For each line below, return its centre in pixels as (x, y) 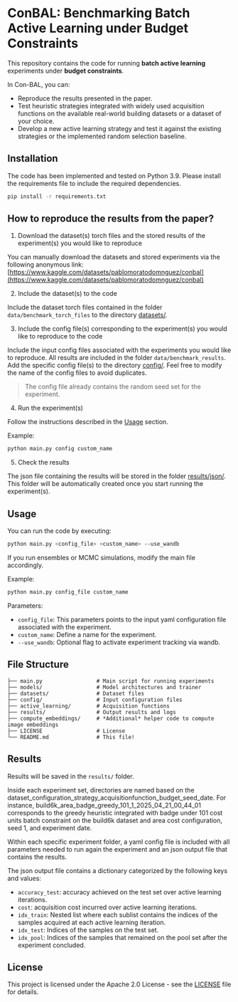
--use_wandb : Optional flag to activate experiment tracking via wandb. (119, 642)
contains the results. (37, 857)
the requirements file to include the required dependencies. (94, 183)
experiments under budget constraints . (66, 71)
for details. (23, 992)
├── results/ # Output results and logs (92, 712)
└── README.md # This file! (71, 737)
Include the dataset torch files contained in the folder (85, 307)
